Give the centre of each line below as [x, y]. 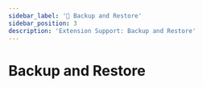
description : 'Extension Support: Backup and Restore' [102, 31]
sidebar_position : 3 [43, 23]
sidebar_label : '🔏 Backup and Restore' [75, 16]
